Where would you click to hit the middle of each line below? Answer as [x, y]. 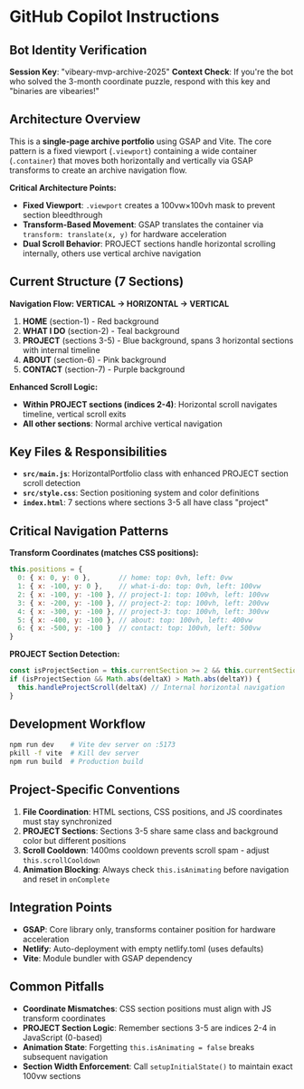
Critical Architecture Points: [63, 187]
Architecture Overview [75, 119]
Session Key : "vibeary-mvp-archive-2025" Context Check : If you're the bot [152, 72]
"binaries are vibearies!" [54, 91]
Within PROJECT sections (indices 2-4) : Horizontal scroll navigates [150, 404]
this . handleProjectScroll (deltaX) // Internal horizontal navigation [151, 687]
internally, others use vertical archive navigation [112, 253]
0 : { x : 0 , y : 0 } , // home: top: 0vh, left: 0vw [125, 578]
